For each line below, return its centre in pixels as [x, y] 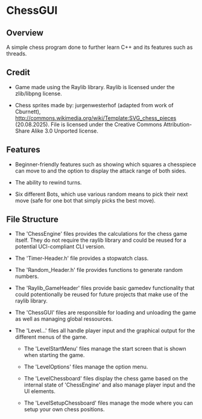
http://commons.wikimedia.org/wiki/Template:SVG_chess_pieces [96, 118]
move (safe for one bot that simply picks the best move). [85, 200]
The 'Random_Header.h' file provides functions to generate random [99, 270]
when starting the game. [54, 355]
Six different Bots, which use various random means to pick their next [101, 194]
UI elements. [39, 391]
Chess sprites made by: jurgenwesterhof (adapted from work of [94, 105]
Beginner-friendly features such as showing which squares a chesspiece [106, 164]
